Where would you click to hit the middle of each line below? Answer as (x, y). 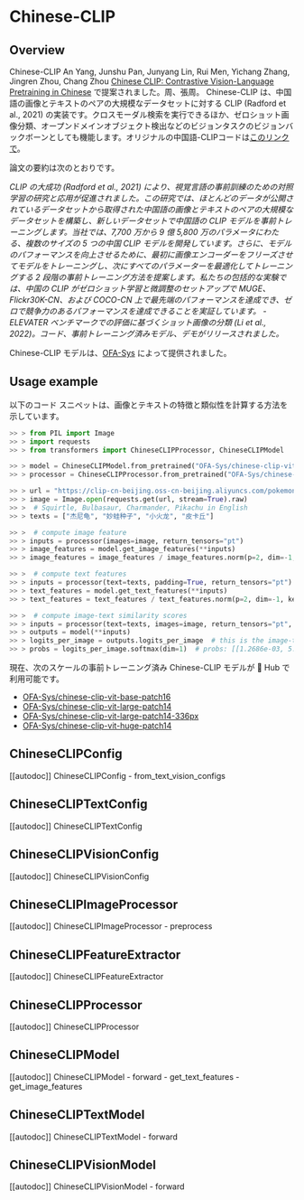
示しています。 (37, 416)
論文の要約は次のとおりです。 (64, 168)
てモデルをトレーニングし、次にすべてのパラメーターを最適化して (131, 266)
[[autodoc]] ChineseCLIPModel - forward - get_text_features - (124, 1076)
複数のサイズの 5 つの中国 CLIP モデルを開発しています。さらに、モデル (158, 243)
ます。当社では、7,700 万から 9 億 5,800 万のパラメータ (152, 232)
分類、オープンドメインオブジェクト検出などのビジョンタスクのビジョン (151, 126)
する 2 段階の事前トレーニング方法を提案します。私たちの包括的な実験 (148, 277)
